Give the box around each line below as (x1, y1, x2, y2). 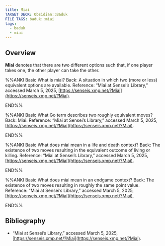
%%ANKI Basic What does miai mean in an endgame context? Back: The (5, 177, 155, 183)
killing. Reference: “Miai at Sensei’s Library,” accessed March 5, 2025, (5, 152, 148, 158)
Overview (5, 49, 36, 57)
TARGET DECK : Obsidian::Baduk (5, 12, 68, 17)
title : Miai (5, 7, 30, 12)
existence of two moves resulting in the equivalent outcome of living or (5, 147, 151, 153)
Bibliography (5, 217, 46, 225)
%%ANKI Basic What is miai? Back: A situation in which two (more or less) (5, 77, 158, 82)
